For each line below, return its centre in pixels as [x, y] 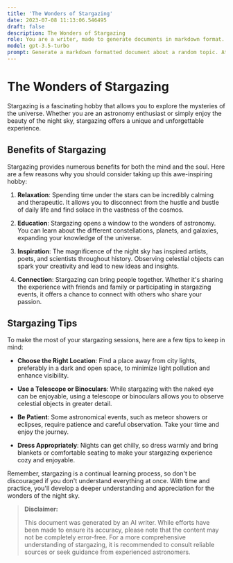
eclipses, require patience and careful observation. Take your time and [118, 425]
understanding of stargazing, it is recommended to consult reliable [119, 545]
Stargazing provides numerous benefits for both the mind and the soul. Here [116, 167]
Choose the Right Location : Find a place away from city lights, [107, 361]
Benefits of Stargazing [57, 150]
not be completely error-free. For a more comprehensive [105, 537]
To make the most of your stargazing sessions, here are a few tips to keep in [116, 340]
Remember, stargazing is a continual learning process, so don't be [102, 473]
